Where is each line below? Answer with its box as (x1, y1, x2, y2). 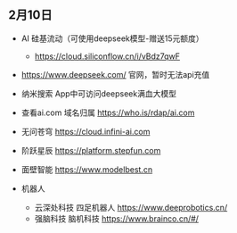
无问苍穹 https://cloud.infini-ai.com (20, 126, 151, 137)
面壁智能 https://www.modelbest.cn (20, 163, 153, 175)
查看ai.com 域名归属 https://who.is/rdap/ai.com (20, 107, 195, 118)
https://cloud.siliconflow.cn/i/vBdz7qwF (34, 51, 180, 62)
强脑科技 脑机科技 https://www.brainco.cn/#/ (34, 212, 200, 224)
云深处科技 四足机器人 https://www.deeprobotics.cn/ (34, 202, 228, 212)
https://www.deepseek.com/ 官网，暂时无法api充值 (20, 69, 210, 79)
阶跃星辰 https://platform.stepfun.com (20, 145, 161, 155)
